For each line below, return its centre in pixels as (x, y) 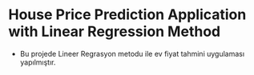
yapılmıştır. (38, 62)
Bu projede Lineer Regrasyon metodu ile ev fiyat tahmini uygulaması (132, 53)
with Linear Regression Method (115, 32)
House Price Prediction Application (127, 15)
